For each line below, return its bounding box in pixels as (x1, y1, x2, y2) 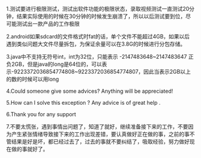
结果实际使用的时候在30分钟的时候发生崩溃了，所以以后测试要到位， (16, 13, 186, 20)
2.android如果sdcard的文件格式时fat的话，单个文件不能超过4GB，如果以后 (6, 33, 190, 40)
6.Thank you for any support (6, 111, 77, 118)
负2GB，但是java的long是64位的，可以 (6, 60, 102, 68)
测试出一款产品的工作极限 (16, 20, 80, 27)
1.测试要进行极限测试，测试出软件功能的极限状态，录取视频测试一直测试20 (6, 5, 190, 12)
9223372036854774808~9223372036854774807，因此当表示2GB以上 (14, 68, 191, 75)
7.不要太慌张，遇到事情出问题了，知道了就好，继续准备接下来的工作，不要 (6, 123, 188, 130)
